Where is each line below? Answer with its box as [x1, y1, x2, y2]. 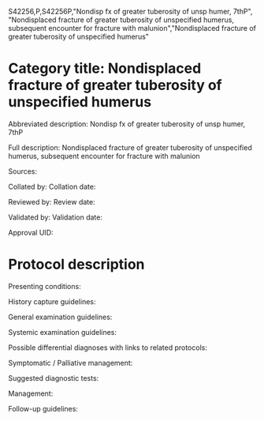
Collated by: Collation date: [8, 182, 96, 191]
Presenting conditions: [8, 281, 81, 291]
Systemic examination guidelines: [8, 327, 117, 336]
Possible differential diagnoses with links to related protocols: [8, 343, 207, 352]
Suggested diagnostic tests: [8, 373, 99, 382]
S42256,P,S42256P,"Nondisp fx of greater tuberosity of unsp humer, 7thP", [8, 7, 253, 16]
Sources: [8, 166, 38, 176]
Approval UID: [8, 227, 54, 237]
